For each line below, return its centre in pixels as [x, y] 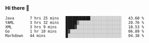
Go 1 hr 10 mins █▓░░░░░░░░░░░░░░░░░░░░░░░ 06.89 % [74, 31]
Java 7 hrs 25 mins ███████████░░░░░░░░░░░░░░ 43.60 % [74, 18]
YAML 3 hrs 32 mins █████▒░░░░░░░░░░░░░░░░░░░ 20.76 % [74, 23]
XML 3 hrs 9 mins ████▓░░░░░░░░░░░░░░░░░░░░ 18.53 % [74, 27]
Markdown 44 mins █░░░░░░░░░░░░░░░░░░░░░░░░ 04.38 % [74, 36]
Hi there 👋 [17, 8]
